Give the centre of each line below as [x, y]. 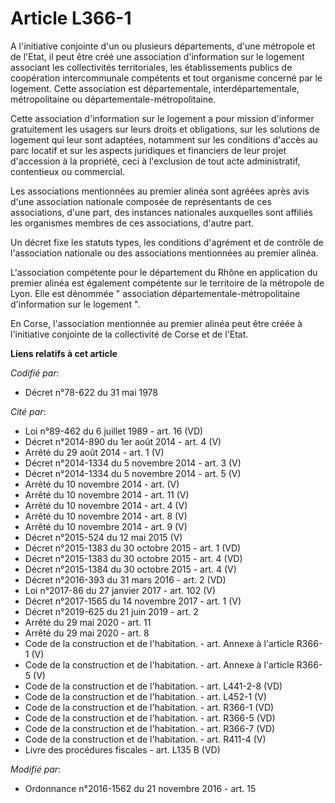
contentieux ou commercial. [67, 171]
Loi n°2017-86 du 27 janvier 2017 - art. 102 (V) [120, 590]
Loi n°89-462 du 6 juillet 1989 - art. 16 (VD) [114, 431]
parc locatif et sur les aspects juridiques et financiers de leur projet [148, 150]
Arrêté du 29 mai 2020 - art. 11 [88, 622]
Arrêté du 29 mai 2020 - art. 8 [87, 633]
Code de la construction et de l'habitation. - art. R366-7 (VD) [150, 728]
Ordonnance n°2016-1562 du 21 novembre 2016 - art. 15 [140, 788]
